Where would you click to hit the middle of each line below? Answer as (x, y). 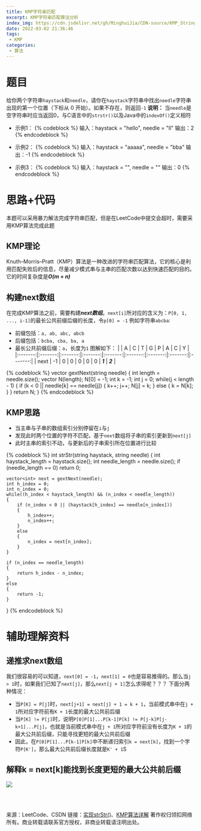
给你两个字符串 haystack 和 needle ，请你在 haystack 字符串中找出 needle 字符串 (99, 100)
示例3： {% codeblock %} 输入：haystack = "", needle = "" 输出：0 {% (102, 167)
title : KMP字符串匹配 (31, 12)
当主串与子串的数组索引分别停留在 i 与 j (62, 428)
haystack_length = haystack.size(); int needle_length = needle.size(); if (93, 461)
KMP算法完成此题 (33, 225)
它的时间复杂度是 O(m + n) (38, 277)
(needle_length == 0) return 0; (44, 468)
